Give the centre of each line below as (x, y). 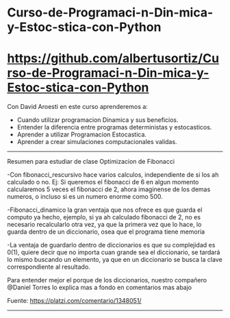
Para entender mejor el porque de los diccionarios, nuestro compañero (107, 280)
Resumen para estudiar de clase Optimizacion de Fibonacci (91, 162)
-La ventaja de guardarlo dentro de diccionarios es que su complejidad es (111, 245)
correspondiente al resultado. (49, 267)
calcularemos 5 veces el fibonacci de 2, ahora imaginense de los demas (109, 189)
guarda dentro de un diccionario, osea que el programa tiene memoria (106, 232)
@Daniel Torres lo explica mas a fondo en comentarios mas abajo (100, 288)
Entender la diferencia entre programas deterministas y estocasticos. (114, 127)
